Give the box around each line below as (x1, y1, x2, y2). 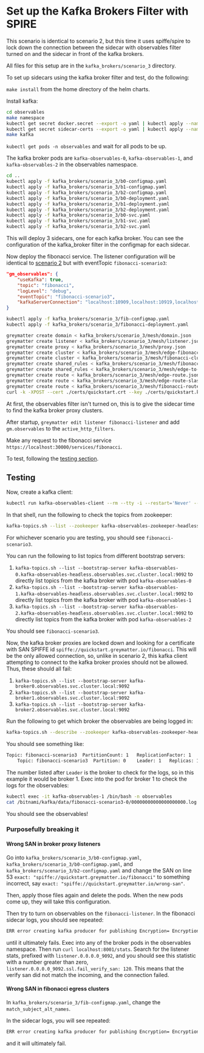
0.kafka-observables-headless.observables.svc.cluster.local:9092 (15, 571, 187, 578)
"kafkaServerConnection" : (17, 299, 83, 305)
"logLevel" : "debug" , (17, 288, 72, 294)
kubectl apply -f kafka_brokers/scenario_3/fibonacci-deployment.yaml (6, 322, 189, 328)
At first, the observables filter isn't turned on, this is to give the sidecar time (6, 400, 195, 407)
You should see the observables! (6, 810, 89, 817)
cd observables (6, 109, 45, 115)
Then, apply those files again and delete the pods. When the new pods (6, 891, 183, 899)
